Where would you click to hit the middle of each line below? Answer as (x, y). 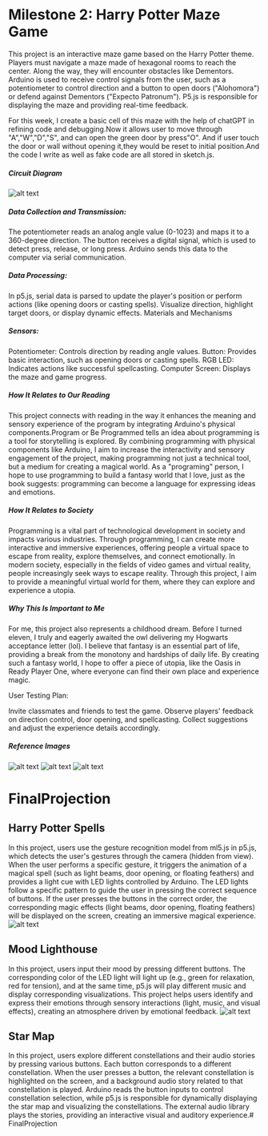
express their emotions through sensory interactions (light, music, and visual (134, 1002)
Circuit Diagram (35, 173)
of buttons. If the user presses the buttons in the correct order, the (118, 898)
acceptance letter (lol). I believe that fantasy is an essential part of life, (124, 646)
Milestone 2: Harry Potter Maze (114, 15)
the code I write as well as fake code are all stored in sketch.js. (111, 155)
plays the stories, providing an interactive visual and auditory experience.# (131, 1115)
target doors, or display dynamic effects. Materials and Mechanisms (120, 312)
